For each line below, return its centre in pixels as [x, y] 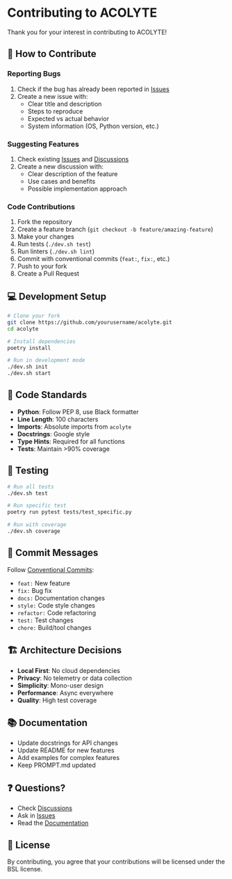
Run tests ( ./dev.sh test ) [54, 244]
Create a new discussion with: [60, 166]
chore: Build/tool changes [54, 627]
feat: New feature [44, 583]
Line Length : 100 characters [58, 419]
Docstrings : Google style [53, 434]
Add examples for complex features [68, 758]
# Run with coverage [37, 525]
